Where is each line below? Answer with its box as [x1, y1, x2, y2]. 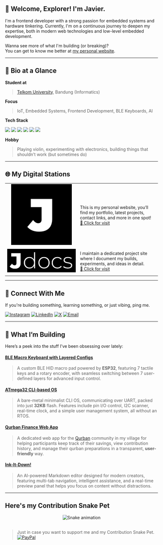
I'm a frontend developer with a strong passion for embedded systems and [5, 18, 155, 23]
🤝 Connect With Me [5, 289, 65, 298]
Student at [5, 79, 27, 85]
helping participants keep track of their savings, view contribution [16, 440, 148, 446]
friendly [16, 451, 34, 456]
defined [16, 376, 33, 381]
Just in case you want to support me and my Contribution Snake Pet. [16, 529, 155, 535]
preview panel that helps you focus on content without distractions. [16, 483, 152, 489]
